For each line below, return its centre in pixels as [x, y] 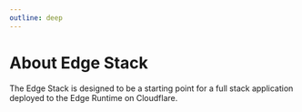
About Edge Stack [79, 62]
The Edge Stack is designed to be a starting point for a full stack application [151, 88]
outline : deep [36, 18]
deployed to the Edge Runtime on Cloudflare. [94, 97]
